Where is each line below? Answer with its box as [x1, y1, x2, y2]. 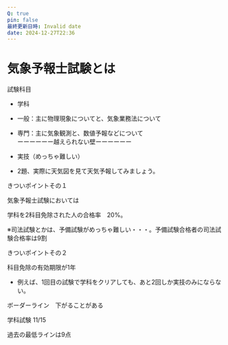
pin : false [7, 17, 38, 23]
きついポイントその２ [7, 249, 67, 257]
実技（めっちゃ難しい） [16, 152, 84, 160]
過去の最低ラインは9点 [7, 331, 71, 339]
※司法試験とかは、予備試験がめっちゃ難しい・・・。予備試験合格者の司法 [7, 225, 216, 234]
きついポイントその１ [7, 182, 67, 190]
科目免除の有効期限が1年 [7, 263, 76, 272]
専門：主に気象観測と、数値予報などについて [16, 129, 144, 138]
